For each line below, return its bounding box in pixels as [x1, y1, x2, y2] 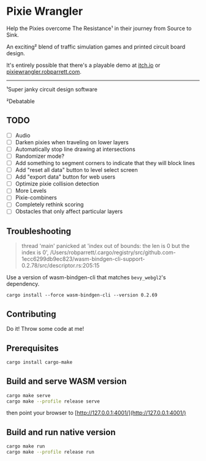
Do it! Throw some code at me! [6, 325, 85, 333]
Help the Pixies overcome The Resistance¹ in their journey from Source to [6, 25, 192, 32]
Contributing [6, 309, 56, 319]
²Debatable [6, 97, 35, 105]
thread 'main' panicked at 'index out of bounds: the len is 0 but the [21, 242, 190, 250]
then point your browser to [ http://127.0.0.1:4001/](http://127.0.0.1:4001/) [6, 409, 186, 417]
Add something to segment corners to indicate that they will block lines [15, 160, 195, 166]
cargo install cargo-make [6, 359, 72, 365]
